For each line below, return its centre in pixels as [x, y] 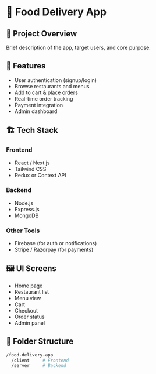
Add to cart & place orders [46, 92]
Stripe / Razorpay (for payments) [54, 250]
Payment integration [39, 105]
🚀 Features [26, 66]
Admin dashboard [36, 111]
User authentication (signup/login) [56, 80]
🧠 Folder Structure [40, 342]
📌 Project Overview [42, 34]
